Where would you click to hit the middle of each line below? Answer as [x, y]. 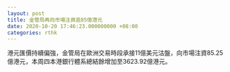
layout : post [26, 13]
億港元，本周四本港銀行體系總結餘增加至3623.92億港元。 [89, 62]
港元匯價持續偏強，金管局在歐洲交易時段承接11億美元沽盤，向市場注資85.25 [115, 53]
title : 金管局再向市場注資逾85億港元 [55, 20]
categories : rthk [32, 33]
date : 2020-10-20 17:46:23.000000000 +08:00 [73, 26]
